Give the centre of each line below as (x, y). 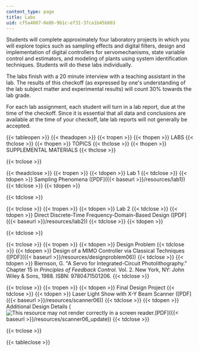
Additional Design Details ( (39, 306)
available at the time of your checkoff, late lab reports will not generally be (97, 120)
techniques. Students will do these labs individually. (69, 65)
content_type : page (30, 12)
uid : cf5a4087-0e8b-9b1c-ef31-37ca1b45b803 (61, 23)
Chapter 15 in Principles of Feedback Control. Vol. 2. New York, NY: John (95, 270)
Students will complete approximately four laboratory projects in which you (98, 40)
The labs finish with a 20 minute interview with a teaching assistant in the (96, 76)
